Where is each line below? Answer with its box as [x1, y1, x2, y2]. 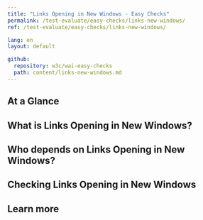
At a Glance [7, 95, 60, 107]
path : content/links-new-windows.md [13, 69, 122, 76]
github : [7, 56, 31, 63]
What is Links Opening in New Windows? [7, 119, 193, 131]
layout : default [7, 43, 55, 50]
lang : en [7, 36, 33, 43]
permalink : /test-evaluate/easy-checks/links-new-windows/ [7, 17, 186, 24]
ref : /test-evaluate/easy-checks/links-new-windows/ [7, 23, 167, 31]
